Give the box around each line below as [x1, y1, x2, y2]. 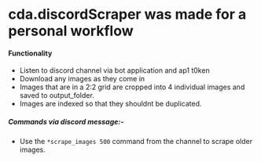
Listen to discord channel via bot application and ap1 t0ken [19, 66, 210, 75]
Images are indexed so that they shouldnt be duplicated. [19, 99, 202, 109]
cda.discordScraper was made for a [8, 5, 247, 23]
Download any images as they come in [19, 74, 145, 84]
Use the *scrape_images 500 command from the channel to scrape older [19, 137, 253, 146]
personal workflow [8, 22, 134, 40]
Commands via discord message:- [8, 117, 124, 126]
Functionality [8, 49, 53, 58]
